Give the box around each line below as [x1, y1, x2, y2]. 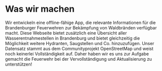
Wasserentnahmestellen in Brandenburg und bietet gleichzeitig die [5, 35, 140, 41]
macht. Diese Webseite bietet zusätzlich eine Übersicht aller [5, 30, 127, 36]
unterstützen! [5, 61, 32, 67]
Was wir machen [5, 3, 75, 15]
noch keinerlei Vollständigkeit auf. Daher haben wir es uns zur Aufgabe [5, 50, 149, 57]
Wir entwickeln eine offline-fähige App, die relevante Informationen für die [5, 20, 156, 25]
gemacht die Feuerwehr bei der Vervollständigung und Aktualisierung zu [5, 56, 152, 62]
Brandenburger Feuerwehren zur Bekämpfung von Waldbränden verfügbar [5, 24, 157, 30]
